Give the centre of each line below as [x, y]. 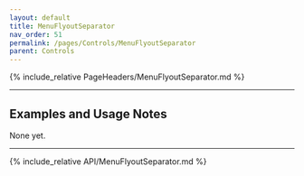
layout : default [40, 18]
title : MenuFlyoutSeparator [62, 26]
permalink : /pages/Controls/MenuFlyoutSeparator [103, 43]
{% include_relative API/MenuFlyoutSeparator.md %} [108, 161]
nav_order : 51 [36, 34]
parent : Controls [42, 51]
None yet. [28, 135]
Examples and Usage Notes [88, 114]
